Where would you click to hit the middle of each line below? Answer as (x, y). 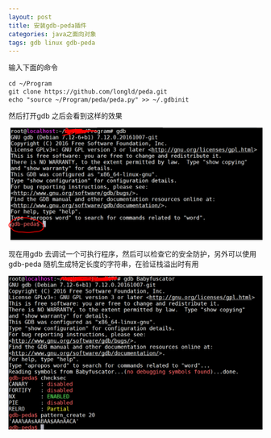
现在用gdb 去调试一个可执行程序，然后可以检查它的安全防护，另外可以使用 (132, 254)
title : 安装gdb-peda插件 (48, 25)
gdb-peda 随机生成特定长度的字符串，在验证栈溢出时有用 (104, 264)
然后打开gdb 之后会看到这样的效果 (65, 116)
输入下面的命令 (33, 68)
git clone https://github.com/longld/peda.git (88, 92)
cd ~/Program (30, 84)
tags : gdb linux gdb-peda (52, 43)
